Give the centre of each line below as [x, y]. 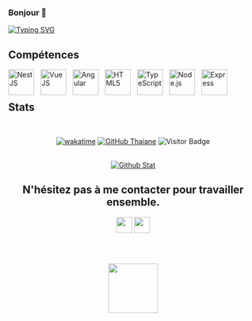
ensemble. [133, 202]
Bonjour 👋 [27, 13]
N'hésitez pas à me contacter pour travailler [133, 190]
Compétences [44, 55]
